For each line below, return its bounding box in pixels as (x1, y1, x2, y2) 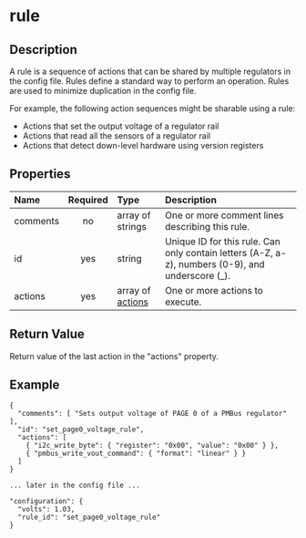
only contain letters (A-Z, (165, 246, 273, 259)
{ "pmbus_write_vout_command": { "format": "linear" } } (25, 449, 247, 459)
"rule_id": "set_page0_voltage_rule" (17, 512, 161, 522)
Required (67, 193, 109, 206)
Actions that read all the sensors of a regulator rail (22, 130, 211, 141)
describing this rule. (165, 220, 250, 233)
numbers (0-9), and (178, 257, 266, 270)
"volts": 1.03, (17, 505, 76, 514)
